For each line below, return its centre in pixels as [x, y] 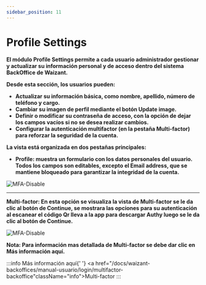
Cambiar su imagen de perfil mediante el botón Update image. [96, 109]
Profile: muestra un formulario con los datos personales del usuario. [104, 159]
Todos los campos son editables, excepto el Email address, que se [101, 165]
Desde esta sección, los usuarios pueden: [61, 84]
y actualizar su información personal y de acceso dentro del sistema [95, 66]
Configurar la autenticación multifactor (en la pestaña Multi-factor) [102, 129]
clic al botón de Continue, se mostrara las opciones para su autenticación [102, 208]
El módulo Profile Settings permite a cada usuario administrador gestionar [103, 59]
